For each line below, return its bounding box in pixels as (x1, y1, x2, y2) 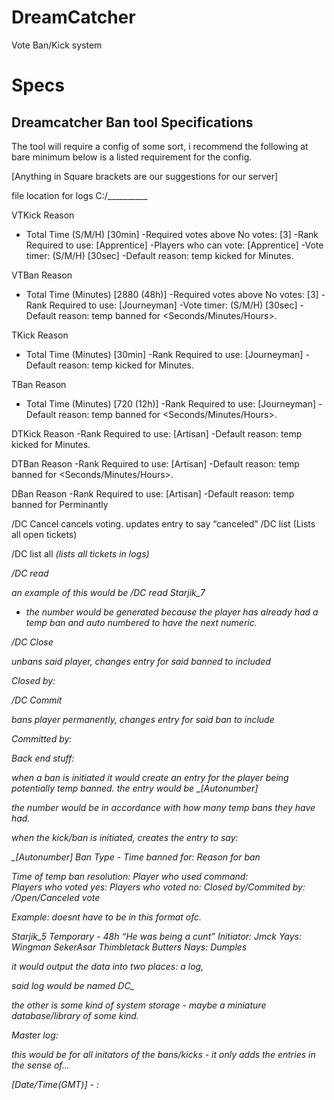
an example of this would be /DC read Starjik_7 (11, 586, 206, 598)
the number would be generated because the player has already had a (25, 606, 319, 618)
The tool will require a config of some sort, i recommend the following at (11, 140, 309, 152)
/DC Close (11, 636, 54, 648)
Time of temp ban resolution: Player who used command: (11, 870, 249, 882)
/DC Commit (11, 694, 63, 706)
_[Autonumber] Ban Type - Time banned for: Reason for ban (11, 851, 261, 863)
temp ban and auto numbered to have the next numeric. (25, 616, 258, 628)
